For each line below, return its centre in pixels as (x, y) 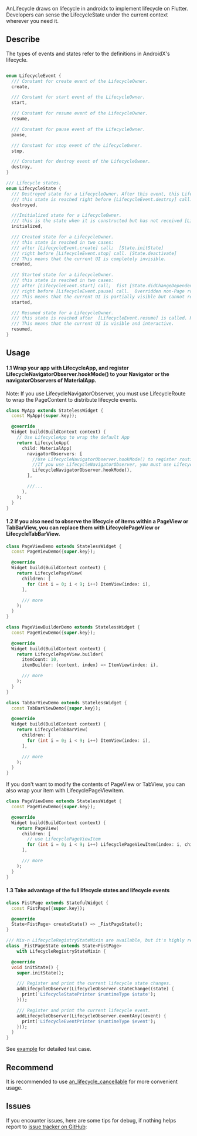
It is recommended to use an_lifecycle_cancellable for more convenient (92, 1081)
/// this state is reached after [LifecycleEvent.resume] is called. (99, 318)
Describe (23, 40)
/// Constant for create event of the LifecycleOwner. (80, 81)
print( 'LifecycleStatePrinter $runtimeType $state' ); (89, 994)
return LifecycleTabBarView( (52, 730)
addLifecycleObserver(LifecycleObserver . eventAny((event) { (91, 1016)
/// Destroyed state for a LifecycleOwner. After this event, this (96, 194)
